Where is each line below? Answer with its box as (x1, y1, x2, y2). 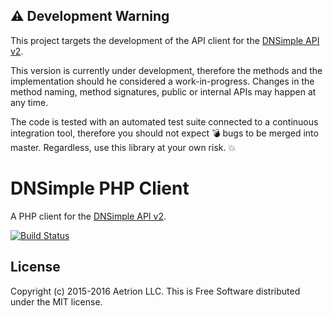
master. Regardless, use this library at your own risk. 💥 (10, 141, 237, 153)
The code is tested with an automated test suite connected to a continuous (10, 115, 319, 128)
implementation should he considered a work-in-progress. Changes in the (10, 75, 315, 87)
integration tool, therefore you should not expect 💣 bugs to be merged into (10, 127, 319, 139)
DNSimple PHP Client (10, 177, 190, 199)
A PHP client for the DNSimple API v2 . (10, 210, 167, 222)
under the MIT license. (10, 295, 103, 308)
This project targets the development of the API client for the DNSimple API (10, 34, 320, 46)
